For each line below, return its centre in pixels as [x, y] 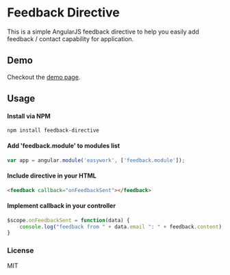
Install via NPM [29, 116]
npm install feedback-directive [53, 131]
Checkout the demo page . [44, 77]
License [21, 250]
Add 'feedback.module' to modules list [64, 145]
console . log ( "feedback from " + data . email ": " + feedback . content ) [121, 227]
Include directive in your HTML [52, 176]
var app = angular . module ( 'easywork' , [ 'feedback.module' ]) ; [96, 160]
